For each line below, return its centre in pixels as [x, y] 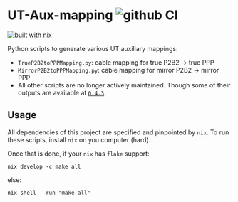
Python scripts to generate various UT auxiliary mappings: [93, 48]
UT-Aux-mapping [60, 15]
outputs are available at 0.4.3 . [62, 92]
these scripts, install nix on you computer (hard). [79, 139]
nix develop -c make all [44, 166]
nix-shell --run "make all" [49, 193]
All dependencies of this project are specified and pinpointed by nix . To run [118, 132]
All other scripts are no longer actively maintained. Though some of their [124, 85]
